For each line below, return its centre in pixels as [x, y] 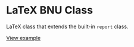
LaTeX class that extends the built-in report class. [67, 26]
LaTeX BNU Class [50, 10]
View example [24, 38]
